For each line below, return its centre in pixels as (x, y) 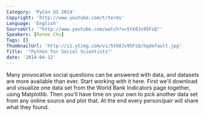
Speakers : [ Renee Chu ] (35, 35)
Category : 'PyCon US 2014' (41, 12)
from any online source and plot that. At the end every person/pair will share (102, 101)
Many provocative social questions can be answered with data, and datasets (103, 74)
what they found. (28, 107)
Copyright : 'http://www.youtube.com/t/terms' (65, 18)
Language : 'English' (33, 23)
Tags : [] (17, 40)
